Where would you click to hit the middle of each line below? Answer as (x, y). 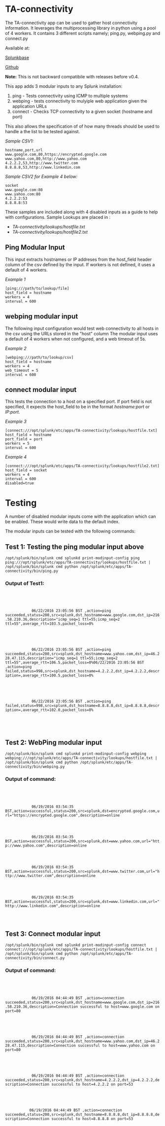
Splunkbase (17, 57)
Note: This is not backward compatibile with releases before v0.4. (72, 76)
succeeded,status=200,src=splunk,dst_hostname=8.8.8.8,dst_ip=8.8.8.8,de (82, 1114)
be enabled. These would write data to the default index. (62, 522)
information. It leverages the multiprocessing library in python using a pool (81, 28)
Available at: (17, 48)
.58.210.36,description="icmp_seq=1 (43, 620)
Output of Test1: (25, 584)
